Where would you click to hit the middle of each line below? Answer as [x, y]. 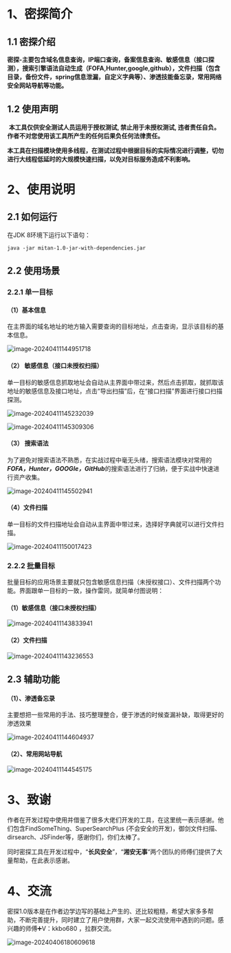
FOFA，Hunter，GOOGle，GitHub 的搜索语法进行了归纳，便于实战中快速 [110, 468]
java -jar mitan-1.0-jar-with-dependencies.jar [77, 248]
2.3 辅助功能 [34, 680]
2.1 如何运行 [32, 217]
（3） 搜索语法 [28, 443]
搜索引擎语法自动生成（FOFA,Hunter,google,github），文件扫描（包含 [121, 68]
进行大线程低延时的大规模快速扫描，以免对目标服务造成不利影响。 [100, 159]
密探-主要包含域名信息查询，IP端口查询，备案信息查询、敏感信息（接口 [108, 60]
